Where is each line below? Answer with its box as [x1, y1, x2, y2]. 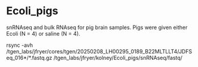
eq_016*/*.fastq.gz [6, 54, 53, 61]
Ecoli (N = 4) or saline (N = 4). [6, 30, 81, 37]
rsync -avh [6, 42, 33, 49]
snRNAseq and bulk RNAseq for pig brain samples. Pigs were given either [6, 24, 188, 31]
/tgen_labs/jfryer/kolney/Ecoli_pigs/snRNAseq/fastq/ [53, 54, 182, 61]
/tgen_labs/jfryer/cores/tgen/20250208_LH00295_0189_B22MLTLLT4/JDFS [6, 47, 193, 55]
